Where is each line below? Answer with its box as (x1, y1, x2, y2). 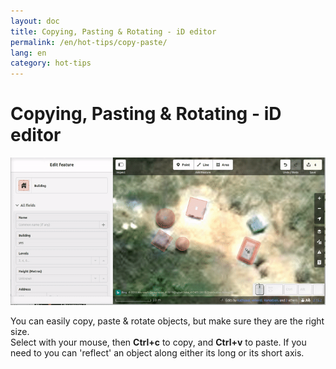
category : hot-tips (10, 58, 92, 69)
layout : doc (10, 16, 60, 26)
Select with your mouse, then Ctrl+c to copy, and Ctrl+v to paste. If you (10, 336, 307, 348)
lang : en (10, 48, 47, 58)
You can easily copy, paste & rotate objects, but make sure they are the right (10, 315, 325, 327)
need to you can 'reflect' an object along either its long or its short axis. (10, 346, 305, 359)
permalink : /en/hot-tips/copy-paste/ (10, 37, 168, 47)
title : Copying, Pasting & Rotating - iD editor (10, 26, 217, 37)
